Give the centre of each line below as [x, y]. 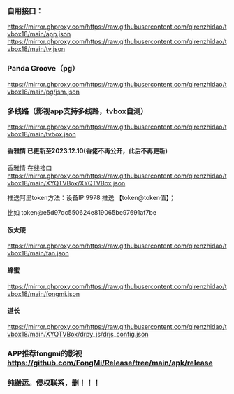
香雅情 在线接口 [30, 168]
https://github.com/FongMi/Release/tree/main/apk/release [110, 363]
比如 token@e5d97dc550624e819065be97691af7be [82, 213]
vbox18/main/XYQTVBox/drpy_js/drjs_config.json [78, 334]
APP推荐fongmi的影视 [45, 353]
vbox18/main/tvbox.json [42, 134]
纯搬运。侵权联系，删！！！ [54, 383]
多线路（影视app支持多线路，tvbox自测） [78, 111]
